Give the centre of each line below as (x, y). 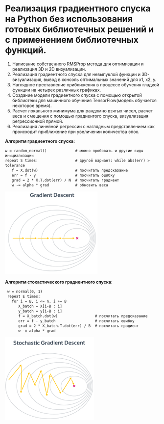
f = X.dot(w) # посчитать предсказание (70, 170)
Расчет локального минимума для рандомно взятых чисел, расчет (82, 110)
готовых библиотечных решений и (80, 29)
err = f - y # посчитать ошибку (63, 175)
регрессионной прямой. (38, 121)
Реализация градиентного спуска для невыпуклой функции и (76, 74)
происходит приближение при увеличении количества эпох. (76, 132)
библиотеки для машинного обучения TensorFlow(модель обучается (84, 100)
